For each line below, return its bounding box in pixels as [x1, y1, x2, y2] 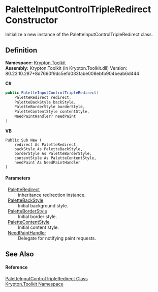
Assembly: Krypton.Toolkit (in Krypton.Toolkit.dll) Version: [5, 65, 128, 71]
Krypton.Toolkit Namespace [5, 281, 64, 287]
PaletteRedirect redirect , [14, 95, 72, 100]
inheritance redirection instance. [18, 192, 86, 198]
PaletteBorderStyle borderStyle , [14, 104, 85, 110]
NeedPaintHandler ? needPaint [14, 114, 76, 119]
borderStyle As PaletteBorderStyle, [14, 151, 92, 156]
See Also [5, 250, 34, 258]
